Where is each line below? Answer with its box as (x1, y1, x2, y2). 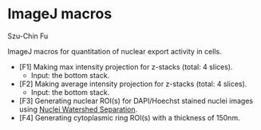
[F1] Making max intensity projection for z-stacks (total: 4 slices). (18, 61, 233, 72)
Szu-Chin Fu (7, 31, 49, 41)
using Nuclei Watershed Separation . (18, 104, 138, 114)
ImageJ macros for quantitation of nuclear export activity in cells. (7, 46, 222, 56)
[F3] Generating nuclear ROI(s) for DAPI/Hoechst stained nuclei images (18, 96, 253, 105)
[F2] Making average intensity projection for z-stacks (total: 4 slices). (18, 79, 247, 89)
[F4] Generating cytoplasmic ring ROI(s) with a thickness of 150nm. (18, 112, 240, 122)
